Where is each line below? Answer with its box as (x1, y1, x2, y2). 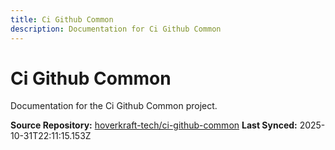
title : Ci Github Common (10, 14, 114, 25)
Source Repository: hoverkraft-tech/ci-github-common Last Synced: (10, 119, 298, 131)
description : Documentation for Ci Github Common (10, 24, 222, 34)
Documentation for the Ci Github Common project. (10, 100, 218, 112)
